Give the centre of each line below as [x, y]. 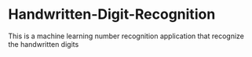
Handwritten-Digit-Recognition [112, 14]
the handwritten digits [44, 44]
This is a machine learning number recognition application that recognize [126, 36]
